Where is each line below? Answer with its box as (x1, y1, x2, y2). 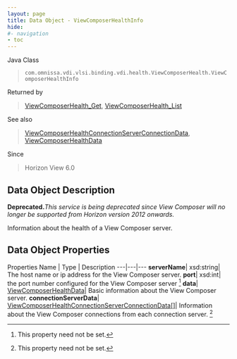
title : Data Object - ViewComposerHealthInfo (7, 17, 143, 24)
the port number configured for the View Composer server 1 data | (7, 277, 199, 287)
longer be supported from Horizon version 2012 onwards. (7, 210, 175, 218)
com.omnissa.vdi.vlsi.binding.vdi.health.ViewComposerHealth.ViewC (24, 70, 227, 77)
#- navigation (7, 30, 49, 37)
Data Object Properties (7, 244, 110, 256)
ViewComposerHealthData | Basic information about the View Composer (7, 286, 217, 295)
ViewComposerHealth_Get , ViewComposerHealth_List (24, 101, 182, 110)
